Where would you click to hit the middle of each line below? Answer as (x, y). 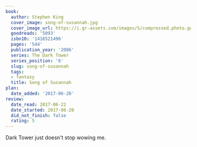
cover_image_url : (32, 28)
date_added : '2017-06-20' (43, 93)
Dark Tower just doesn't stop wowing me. (56, 138)
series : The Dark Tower (40, 55)
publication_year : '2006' (43, 50)
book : (12, 11)
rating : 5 (23, 121)
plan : (12, 88)
